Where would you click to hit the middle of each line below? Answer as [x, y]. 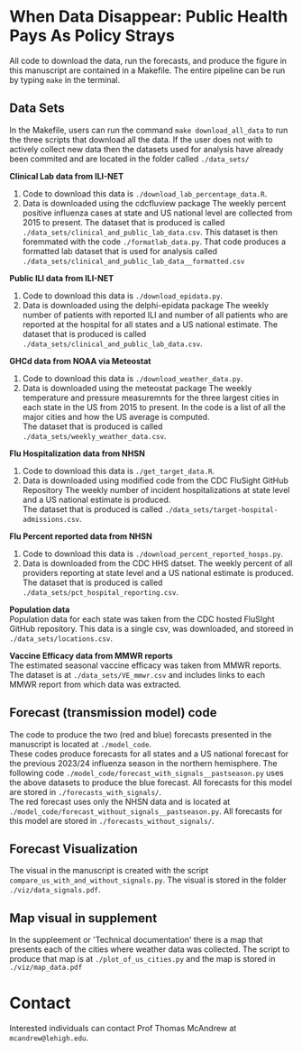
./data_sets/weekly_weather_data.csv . [94, 435]
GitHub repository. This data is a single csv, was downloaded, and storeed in [151, 628]
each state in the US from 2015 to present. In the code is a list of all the [154, 407]
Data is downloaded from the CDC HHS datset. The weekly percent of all [157, 563]
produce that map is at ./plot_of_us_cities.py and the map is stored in [142, 959]
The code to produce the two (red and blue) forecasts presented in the [141, 734]
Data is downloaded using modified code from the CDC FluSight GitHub [155, 480]
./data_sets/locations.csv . [61, 638]
